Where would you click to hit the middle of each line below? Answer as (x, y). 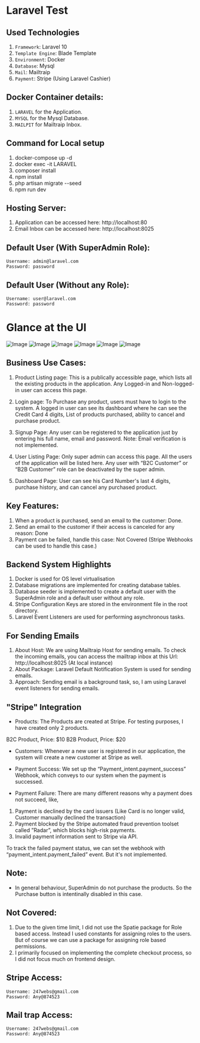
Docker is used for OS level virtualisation (65, 579)
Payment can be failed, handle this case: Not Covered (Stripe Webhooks (104, 539)
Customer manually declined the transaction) (70, 818)
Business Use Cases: (46, 363)
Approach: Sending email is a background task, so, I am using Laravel (100, 682)
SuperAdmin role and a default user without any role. (80, 598)
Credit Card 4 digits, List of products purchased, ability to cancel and (100, 414)
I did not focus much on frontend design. (65, 959)
